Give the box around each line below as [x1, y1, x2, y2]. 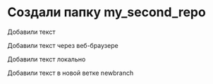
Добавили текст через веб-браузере [7, 41, 118, 49]
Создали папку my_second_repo [7, 4, 206, 20]
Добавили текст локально [7, 54, 86, 64]
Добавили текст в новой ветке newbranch [7, 68, 134, 77]
